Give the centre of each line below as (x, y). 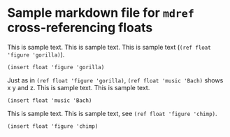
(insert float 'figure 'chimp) (53, 126)
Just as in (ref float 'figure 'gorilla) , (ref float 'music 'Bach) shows (115, 80)
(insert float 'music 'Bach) (50, 100)
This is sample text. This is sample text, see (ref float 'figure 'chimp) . (113, 113)
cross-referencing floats (80, 28)
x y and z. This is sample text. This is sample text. (79, 87)
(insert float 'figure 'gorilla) (56, 67)
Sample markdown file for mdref (101, 13)
